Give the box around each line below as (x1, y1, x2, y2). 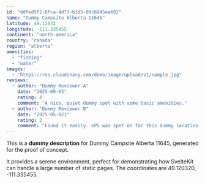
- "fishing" (12, 54, 43, 61)
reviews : (6, 77, 29, 83)
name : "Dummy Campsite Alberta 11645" (6, 15, 105, 21)
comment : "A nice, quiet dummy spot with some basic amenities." (17, 100, 188, 106)
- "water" (12, 60, 37, 66)
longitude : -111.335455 (6, 26, 67, 32)
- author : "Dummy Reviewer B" (12, 105, 89, 112)
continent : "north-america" (6, 32, 78, 38)
